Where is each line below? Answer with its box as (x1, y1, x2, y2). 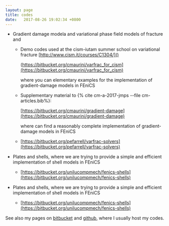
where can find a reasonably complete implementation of (20, 123, 141, 129)
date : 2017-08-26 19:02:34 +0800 (5, 17, 81, 22)
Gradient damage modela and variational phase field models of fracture (12, 31, 163, 37)
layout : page (5, 7, 33, 13)
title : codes (5, 12, 33, 17)
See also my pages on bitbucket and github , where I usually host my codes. (5, 215, 164, 221)
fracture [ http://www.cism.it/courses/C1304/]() (20, 52, 119, 58)
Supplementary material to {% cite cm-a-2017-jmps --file (20, 93, 141, 99)
